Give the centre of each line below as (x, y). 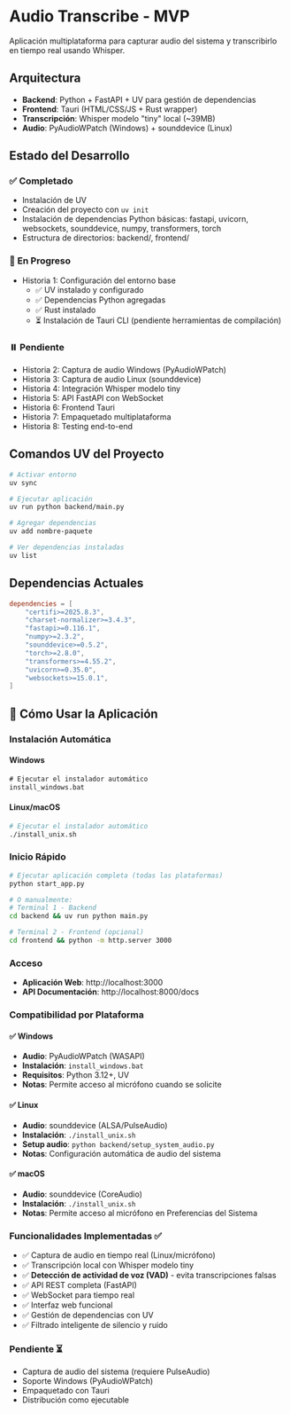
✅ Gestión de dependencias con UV (88, 1316)
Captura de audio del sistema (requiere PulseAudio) (116, 1371)
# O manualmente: (41, 899)
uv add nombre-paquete (51, 531)
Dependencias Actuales (76, 583)
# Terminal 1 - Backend (53, 908)
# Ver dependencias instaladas (67, 547)
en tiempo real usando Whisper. (67, 50)
